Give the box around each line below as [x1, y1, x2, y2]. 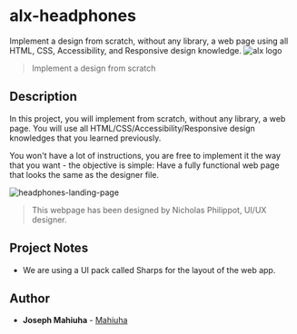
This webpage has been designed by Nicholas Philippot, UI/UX [31, 204, 267, 215]
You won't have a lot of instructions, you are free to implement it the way [9, 150, 282, 161]
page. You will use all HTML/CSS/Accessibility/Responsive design [9, 123, 256, 133]
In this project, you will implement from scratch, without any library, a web [9, 113, 286, 123]
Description [9, 89, 77, 104]
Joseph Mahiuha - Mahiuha [22, 315, 128, 326]
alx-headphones [9, 5, 136, 26]
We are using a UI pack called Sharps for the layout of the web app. [22, 264, 276, 275]
